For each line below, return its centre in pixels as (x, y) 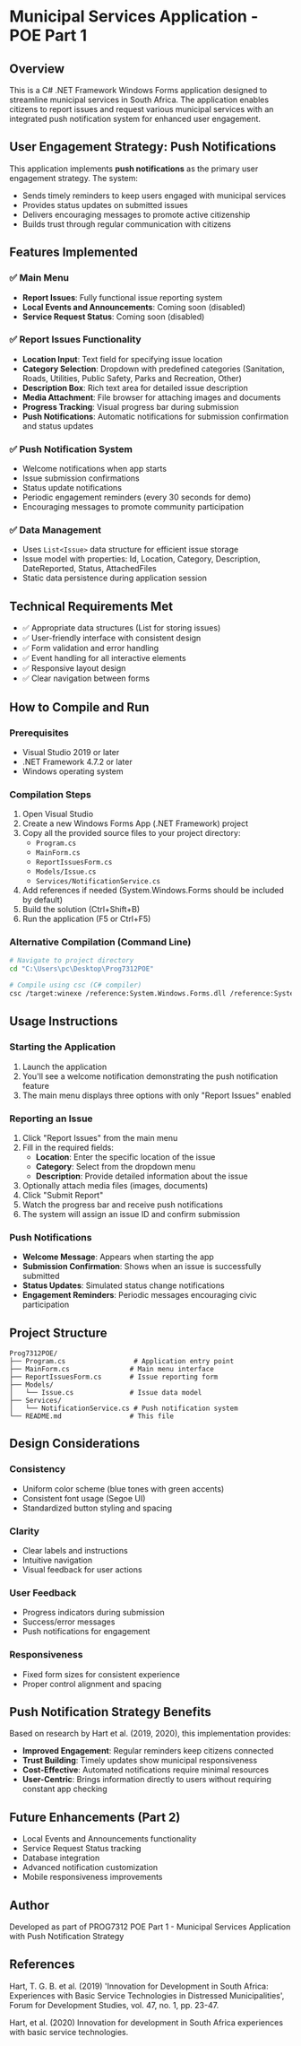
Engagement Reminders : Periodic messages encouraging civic (139, 1295)
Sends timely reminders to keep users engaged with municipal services (154, 196)
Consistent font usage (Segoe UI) (84, 1498)
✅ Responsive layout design (74, 668)
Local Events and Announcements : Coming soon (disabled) (134, 307)
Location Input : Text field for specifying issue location (122, 359)
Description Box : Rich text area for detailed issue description (135, 387)
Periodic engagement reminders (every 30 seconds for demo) (137, 497)
